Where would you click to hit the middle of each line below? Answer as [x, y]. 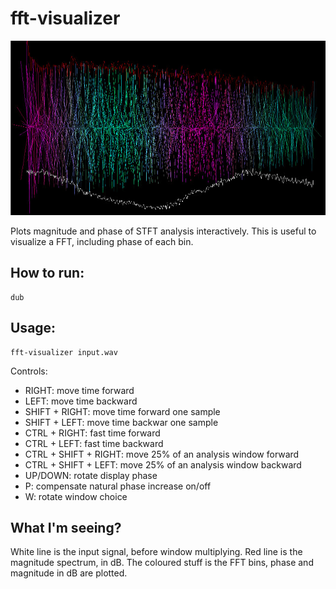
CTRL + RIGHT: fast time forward [92, 433]
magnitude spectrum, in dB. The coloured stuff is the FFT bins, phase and [162, 563]
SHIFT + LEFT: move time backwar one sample [121, 422]
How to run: [47, 273]
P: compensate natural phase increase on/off [118, 486]
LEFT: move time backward [81, 401]
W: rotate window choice [76, 496]
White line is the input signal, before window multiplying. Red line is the [156, 552]
